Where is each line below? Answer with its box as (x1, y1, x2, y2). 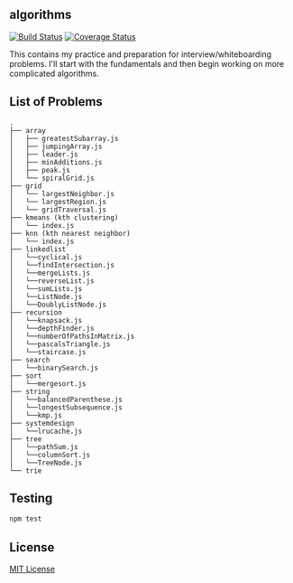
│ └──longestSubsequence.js (9, 402, 124, 412)
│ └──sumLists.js (9, 284, 83, 293)
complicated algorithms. (9, 68, 99, 79)
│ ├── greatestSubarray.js (9, 134, 119, 143)
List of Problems (9, 94, 104, 109)
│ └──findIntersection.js (9, 260, 115, 269)
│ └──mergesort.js (9, 379, 87, 388)
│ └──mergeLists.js (9, 268, 91, 277)
